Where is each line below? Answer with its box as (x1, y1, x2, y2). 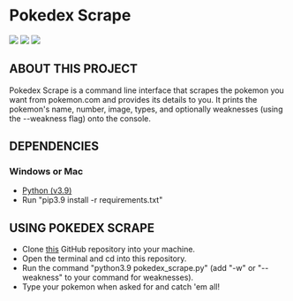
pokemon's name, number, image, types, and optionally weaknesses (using (9, 104, 283, 114)
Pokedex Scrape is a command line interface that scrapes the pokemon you (9, 85, 284, 96)
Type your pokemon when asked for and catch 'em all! (21, 282, 221, 292)
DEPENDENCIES (9, 139, 100, 154)
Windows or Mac (9, 166, 84, 178)
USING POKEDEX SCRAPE (9, 220, 154, 235)
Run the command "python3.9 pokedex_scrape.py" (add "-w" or (21, 263, 256, 274)
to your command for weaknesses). (64, 272, 194, 283)
